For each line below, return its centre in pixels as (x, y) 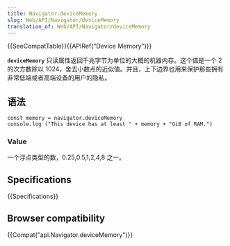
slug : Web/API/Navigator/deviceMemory (63, 20)
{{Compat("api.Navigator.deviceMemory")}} (70, 235)
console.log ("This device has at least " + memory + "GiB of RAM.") (110, 124)
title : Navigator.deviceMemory (52, 14)
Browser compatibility (56, 218)
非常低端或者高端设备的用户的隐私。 (59, 78)
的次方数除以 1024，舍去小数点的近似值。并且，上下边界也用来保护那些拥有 (115, 69)
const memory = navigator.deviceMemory (65, 118)
